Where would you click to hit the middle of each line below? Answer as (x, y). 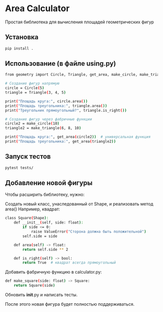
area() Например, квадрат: (33, 209)
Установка (22, 37)
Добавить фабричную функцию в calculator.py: (53, 272)
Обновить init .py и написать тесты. (41, 295)
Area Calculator (37, 9)
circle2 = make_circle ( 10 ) (32, 124)
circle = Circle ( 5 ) (25, 88)
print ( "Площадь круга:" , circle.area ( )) (47, 101)
